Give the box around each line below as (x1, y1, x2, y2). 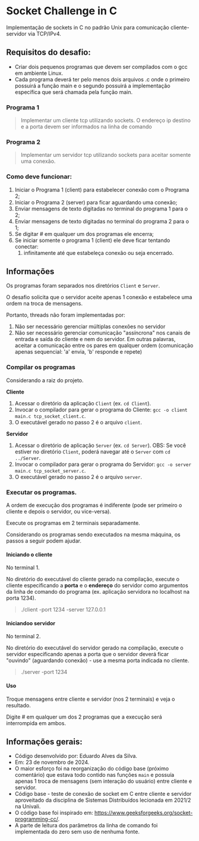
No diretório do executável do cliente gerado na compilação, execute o (6, 575, 180, 583)
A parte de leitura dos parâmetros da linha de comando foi (14, 822, 158, 829)
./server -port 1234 (20, 669, 68, 676)
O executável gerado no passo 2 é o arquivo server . (14, 473, 143, 480)
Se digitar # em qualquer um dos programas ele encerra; (14, 230, 154, 237)
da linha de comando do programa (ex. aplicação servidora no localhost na (6, 588, 190, 596)
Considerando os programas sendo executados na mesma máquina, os (6, 531, 181, 538)
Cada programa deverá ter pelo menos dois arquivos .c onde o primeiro (14, 75, 190, 83)
